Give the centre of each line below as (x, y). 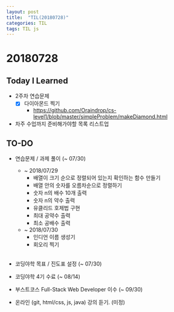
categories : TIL (27, 23)
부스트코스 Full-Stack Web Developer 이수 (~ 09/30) (79, 290)
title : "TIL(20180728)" (37, 18)
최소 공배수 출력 (52, 223)
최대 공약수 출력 (52, 215)
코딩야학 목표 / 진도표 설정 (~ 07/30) (58, 264)
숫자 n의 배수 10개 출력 (60, 193)
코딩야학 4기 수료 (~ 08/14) (47, 277)
